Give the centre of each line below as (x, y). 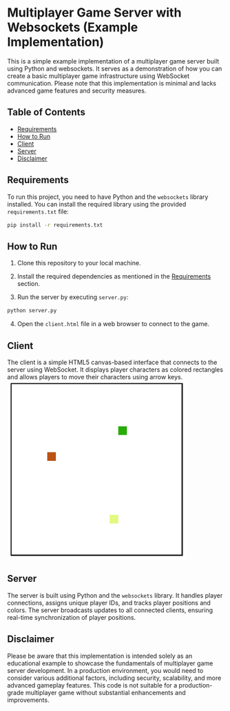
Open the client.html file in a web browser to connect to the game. (113, 324)
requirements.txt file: (38, 211)
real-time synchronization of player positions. (72, 617)
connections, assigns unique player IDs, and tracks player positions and (109, 603)
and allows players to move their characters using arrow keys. (95, 377)
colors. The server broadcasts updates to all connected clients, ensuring (110, 610)
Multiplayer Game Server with (94, 13)
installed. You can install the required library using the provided (97, 204)
